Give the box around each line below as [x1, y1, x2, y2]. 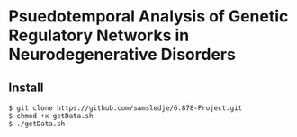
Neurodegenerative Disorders [8, 45, 236, 64]
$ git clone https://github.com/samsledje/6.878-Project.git [8, 104, 243, 113]
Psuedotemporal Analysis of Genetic [8, 6, 289, 27]
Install [8, 80, 44, 95]
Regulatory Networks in [8, 25, 190, 46]
